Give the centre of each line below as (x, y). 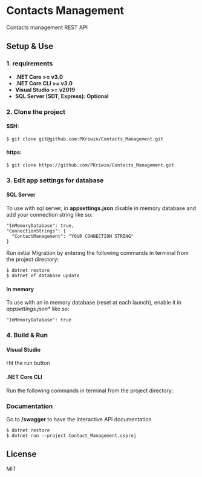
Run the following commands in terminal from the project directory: (90, 390)
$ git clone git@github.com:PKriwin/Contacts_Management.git (85, 139)
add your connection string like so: (49, 215)
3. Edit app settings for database (55, 180)
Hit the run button (28, 363)
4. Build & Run (27, 335)
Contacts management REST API (47, 27)
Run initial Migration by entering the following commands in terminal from (98, 253)
